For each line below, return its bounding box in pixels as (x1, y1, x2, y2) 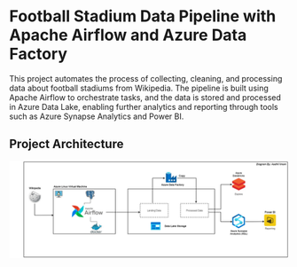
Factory (9, 44, 68, 64)
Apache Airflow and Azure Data (9, 25, 247, 45)
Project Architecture (9, 137, 124, 152)
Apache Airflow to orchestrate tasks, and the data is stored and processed (9, 91, 282, 103)
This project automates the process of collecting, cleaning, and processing (9, 73, 283, 83)
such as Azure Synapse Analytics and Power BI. (9, 111, 184, 122)
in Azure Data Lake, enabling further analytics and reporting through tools (9, 101, 278, 112)
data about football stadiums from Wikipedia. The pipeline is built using (9, 82, 269, 93)
